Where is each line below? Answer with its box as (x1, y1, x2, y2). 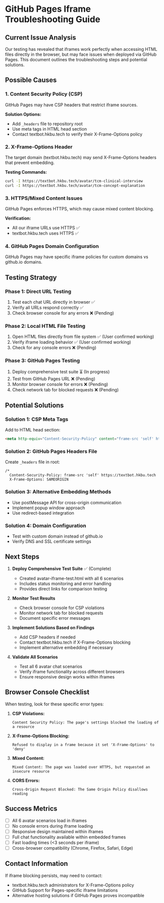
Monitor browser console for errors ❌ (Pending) (12, 381, 108, 387)
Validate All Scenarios (12, 654, 58, 660)
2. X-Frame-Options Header (5, 143, 73, 150)
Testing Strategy (5, 273, 57, 282)
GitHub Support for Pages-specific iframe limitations (12, 887, 118, 893)
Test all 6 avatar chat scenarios (19, 663, 82, 669)
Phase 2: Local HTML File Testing (5, 322, 85, 329)
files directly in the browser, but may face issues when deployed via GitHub (5, 51, 157, 57)
